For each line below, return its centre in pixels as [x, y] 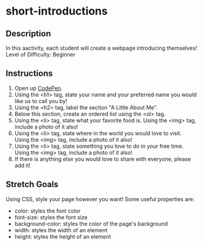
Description [28, 34]
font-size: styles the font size [51, 217]
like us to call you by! [41, 101]
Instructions [29, 74]
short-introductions [57, 11]
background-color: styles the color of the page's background [91, 224]
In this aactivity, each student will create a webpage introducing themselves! [101, 48]
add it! [22, 165]
